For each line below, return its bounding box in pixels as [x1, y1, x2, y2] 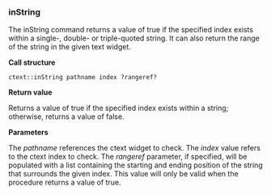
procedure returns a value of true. [8, 177, 121, 188]
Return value [8, 87, 53, 97]
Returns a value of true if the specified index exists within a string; [8, 104, 229, 113]
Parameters [8, 128, 49, 138]
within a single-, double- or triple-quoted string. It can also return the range [8, 33, 260, 43]
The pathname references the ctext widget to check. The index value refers [8, 143, 261, 153]
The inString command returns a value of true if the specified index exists [8, 25, 253, 35]
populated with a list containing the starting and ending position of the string [8, 160, 263, 170]
